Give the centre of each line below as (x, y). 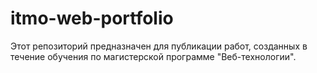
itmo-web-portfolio (92, 18)
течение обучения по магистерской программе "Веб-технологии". (153, 56)
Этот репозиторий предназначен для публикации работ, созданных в (159, 46)
